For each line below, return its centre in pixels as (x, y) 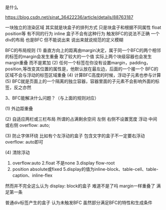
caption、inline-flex (32, 175)
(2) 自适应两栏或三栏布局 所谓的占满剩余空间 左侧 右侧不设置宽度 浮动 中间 (81, 119)
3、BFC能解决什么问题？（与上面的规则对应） (52, 98)
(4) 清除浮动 (18, 152)
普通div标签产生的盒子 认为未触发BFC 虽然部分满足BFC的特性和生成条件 (79, 203)
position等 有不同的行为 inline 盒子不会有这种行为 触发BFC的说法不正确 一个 (83, 33)
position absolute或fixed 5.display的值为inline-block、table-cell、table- (85, 169)
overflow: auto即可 (24, 142)
